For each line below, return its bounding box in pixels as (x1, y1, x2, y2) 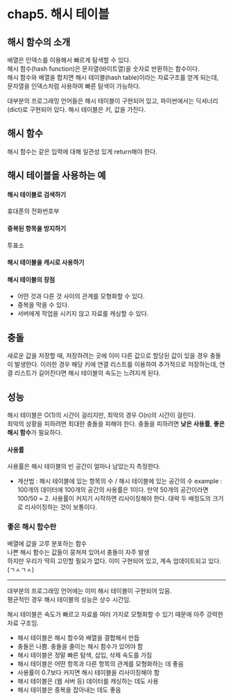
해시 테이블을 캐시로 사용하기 (7, 258, 85, 267)
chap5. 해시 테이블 (7, 6, 110, 22)
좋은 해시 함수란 (7, 522, 57, 532)
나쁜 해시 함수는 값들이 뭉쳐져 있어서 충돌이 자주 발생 (7, 548, 150, 556)
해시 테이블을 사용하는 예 (7, 169, 106, 181)
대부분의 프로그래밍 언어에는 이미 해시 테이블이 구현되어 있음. (7, 586, 172, 594)
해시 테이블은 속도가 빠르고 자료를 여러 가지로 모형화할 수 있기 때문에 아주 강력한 (7, 610, 224, 618)
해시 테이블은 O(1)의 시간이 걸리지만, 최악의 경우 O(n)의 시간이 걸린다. (7, 411, 196, 419)
